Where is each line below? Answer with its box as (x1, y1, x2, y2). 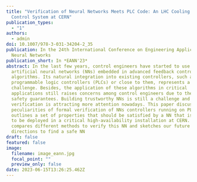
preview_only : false (11, 161, 62, 167)
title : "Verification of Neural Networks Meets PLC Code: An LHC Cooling (6, 8, 191, 15)
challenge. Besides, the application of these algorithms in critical (11, 85, 188, 91)
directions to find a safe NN (11, 129, 85, 135)
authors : (6, 31, 28, 36)
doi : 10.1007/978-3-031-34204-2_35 (6, 42, 93, 48)
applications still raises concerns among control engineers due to (11, 90, 182, 96)
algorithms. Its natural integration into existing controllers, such (11, 74, 188, 80)
